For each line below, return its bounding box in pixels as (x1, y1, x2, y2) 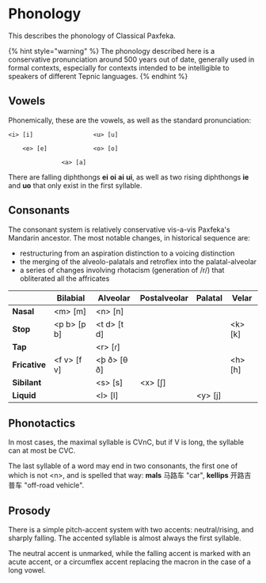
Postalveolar (139, 292, 188, 303)
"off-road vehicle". (23, 480, 85, 490)
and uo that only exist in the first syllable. (8, 180, 142, 190)
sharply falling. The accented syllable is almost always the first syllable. (8, 533, 241, 543)
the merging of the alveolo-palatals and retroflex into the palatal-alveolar (19, 256, 257, 266)
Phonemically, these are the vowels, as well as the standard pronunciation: (8, 115, 252, 125)
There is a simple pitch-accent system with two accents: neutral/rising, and (8, 525, 254, 535)
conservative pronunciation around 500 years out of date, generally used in (8, 55, 255, 64)
